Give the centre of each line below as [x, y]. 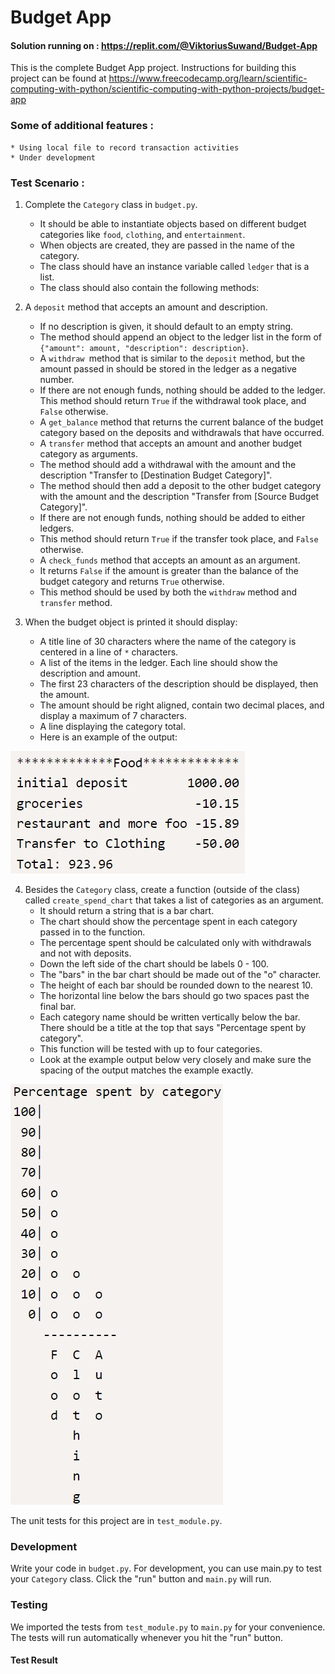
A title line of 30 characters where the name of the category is [168, 641]
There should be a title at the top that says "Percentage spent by [173, 1027]
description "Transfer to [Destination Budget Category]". [156, 475]
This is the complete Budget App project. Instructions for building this [153, 68]
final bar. [58, 1006]
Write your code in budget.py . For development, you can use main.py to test [166, 1568]
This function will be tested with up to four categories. [151, 1048]
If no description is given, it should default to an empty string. [166, 326]
